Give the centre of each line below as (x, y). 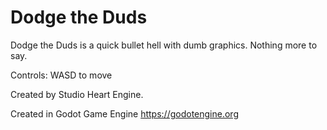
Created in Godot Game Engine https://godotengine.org (124, 113)
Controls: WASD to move (61, 75)
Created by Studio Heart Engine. (77, 94)
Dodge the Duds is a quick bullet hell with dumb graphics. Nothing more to (164, 45)
